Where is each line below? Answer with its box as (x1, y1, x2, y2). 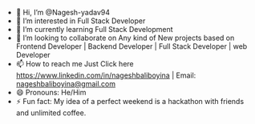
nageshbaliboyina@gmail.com (15, 79, 116, 88)
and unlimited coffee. (15, 108, 87, 118)
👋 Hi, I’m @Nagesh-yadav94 (15, 8, 111, 17)
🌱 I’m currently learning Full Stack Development (15, 25, 174, 34)
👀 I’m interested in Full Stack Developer (15, 16, 146, 26)
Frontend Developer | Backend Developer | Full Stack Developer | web (15, 42, 248, 51)
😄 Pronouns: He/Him (15, 88, 87, 97)
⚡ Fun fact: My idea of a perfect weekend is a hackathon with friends (15, 97, 245, 106)
